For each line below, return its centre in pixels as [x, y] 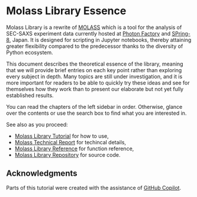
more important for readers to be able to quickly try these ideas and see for [98, 83]
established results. [30, 95]
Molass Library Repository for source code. [67, 154]
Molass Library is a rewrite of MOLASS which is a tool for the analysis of [94, 27]
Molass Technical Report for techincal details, [70, 142]
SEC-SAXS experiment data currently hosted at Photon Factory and [88, 33]
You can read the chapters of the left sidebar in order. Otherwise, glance [94, 106]
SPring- [181, 33]
